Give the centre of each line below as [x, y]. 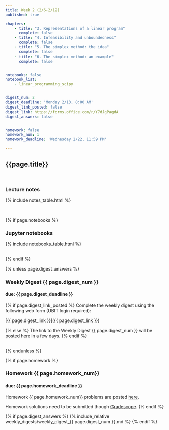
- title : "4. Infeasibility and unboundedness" [65, 38]
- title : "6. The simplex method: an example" [64, 57]
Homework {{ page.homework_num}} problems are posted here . [72, 397]
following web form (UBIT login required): [48, 310]
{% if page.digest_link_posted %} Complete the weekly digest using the [80, 305]
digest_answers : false [29, 117]
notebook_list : [21, 79]
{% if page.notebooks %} [32, 220]
